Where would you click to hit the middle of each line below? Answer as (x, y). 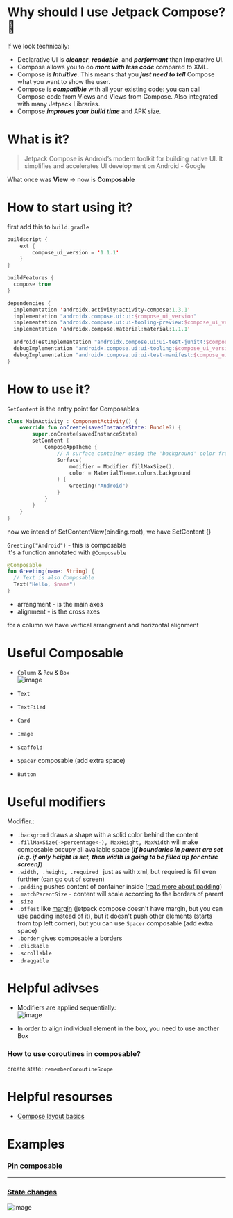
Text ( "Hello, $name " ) (45, 584)
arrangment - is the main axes (60, 604)
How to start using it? (70, 207)
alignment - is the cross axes (59, 611)
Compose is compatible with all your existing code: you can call (109, 89)
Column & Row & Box (43, 672)
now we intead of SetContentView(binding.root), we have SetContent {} (109, 532)
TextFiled (32, 707)
